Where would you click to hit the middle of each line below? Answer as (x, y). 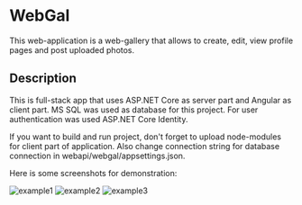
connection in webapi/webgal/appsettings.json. (97, 156)
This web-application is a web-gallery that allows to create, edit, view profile (151, 40)
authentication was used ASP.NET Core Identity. (99, 119)
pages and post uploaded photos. (72, 49)
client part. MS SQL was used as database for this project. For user (134, 110)
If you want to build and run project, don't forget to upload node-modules (146, 137)
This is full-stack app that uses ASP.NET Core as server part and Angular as (151, 100)
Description (43, 79)
